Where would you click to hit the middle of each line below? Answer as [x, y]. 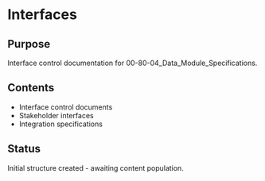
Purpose [29, 44]
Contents [31, 88]
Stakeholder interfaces [56, 115]
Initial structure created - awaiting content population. [95, 168]
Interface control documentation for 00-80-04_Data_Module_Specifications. [132, 63]
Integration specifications [60, 124]
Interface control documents [66, 107]
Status [24, 149]
